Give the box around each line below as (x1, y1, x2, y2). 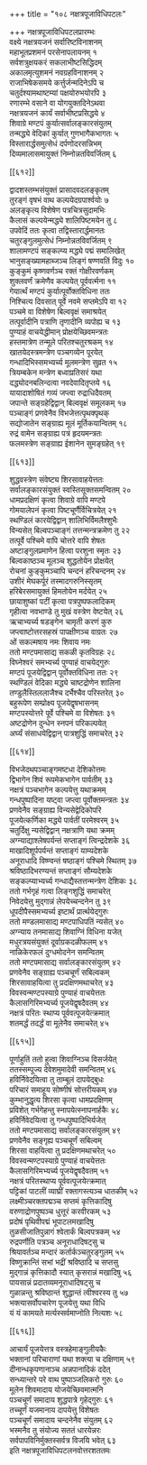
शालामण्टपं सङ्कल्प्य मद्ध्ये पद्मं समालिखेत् (9, 245, 125, 256)
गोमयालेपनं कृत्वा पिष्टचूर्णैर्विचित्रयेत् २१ (9, 505, 117, 515)
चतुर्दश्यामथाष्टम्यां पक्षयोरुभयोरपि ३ (9, 88, 106, 98)
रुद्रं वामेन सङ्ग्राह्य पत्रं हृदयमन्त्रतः (9, 428, 103, 438)
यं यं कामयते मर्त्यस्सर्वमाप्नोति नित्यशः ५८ (9, 1308, 124, 1318)
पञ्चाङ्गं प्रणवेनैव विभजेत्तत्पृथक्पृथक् (9, 408, 110, 419)
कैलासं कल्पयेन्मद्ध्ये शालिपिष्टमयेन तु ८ (9, 215, 118, 226)
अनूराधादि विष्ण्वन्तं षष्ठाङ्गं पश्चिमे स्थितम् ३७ (9, 855, 137, 866)
